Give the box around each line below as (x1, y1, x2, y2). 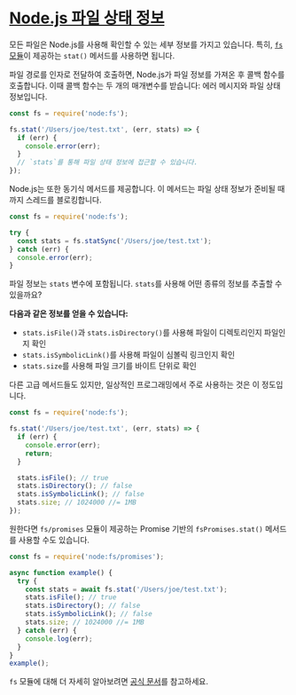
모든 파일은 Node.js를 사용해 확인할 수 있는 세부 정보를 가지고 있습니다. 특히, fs (9, 39, 284, 50)
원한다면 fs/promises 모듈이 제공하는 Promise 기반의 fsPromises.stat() (9, 523, 263, 533)
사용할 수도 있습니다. (18, 534, 90, 545)
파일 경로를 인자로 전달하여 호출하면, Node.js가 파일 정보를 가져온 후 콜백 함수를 (9, 68, 285, 80)
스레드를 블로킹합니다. (25, 194, 102, 205)
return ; (25, 449, 53, 458)
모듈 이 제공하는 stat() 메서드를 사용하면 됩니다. (9, 50, 175, 60)
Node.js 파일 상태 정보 (9, 8, 165, 28)
